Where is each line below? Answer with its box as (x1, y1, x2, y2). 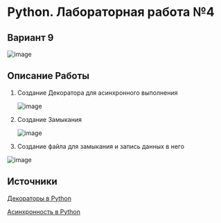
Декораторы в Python (7, 194, 71, 202)
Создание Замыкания (17, 115, 82, 123)
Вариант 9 (7, 32, 54, 44)
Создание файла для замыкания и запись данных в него (17, 142, 185, 150)
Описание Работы (7, 70, 90, 82)
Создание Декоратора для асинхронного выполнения (17, 88, 178, 97)
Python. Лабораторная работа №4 (7, 4, 215, 20)
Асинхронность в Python (7, 207, 81, 215)
